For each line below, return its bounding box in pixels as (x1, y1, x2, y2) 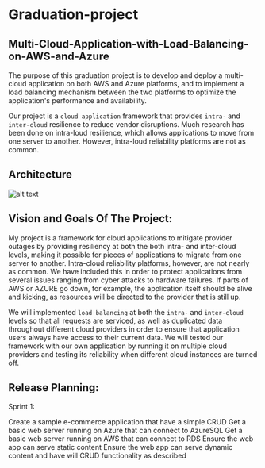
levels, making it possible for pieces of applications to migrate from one (8, 250, 242, 259)
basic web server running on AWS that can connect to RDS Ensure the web (8, 434, 254, 443)
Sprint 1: (8, 402, 35, 412)
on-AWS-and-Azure (8, 49, 109, 63)
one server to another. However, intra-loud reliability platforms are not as (8, 136, 246, 146)
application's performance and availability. (8, 96, 147, 105)
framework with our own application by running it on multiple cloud (8, 341, 228, 351)
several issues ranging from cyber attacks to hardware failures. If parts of (8, 275, 248, 285)
